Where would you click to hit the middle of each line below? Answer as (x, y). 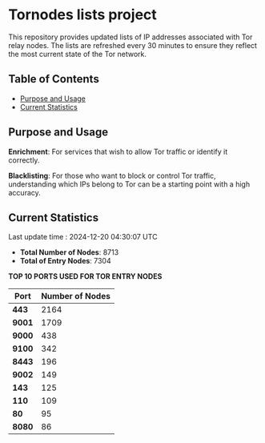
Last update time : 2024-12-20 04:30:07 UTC (83, 237)
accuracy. (25, 192)
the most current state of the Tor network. (77, 54)
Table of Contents (54, 79)
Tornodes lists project (83, 15)
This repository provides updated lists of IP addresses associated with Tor (130, 37)
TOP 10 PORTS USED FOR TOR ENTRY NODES (85, 276)
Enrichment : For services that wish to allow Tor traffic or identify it (118, 151)
